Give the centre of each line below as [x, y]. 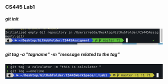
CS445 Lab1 [20, 7]
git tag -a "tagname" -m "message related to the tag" [62, 54]
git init [12, 19]
